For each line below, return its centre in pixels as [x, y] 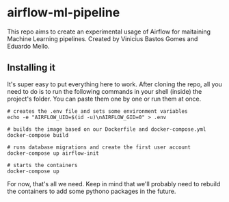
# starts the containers [42, 165]
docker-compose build [38, 135]
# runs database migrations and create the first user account [99, 147]
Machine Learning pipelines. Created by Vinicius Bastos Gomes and [103, 38]
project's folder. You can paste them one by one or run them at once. [104, 99]
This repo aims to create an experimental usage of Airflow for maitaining [109, 31]
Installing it [31, 67]
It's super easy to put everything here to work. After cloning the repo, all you [114, 84]
